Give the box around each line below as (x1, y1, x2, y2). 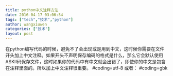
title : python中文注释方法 (5, 7, 59, 13)
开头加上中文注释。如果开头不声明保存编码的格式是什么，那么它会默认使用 (5, 52, 163, 58)
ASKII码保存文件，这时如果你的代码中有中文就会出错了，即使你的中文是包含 (5, 59, 166, 64)
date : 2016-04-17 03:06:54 (5, 12, 63, 17)
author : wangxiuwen (5, 21, 47, 27)
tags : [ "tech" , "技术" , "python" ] (5, 17, 74, 22)
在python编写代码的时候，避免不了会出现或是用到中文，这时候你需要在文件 (5, 46, 165, 52)
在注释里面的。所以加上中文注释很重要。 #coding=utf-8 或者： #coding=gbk (5, 65, 168, 71)
